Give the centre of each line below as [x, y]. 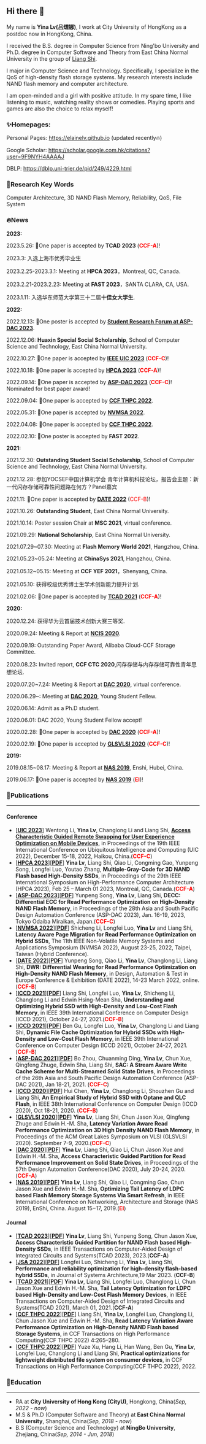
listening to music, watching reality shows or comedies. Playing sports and [101, 102]
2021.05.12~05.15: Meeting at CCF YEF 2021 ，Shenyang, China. [87, 571]
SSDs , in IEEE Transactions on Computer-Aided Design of [109, 1249]
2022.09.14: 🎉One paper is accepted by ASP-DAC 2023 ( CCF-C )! [90, 382]
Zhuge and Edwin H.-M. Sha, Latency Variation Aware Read [91, 1124]
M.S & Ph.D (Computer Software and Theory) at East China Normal [100, 1415]
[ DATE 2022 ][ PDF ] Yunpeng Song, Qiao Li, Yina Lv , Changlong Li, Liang [106, 960]
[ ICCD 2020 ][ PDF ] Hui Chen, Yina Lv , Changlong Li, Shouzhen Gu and [105, 1091]
